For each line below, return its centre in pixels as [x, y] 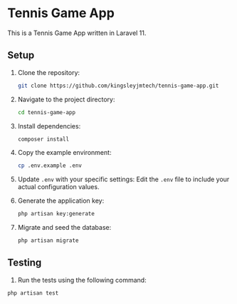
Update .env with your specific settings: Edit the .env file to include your [123, 179]
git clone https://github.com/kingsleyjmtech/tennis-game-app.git [118, 86]
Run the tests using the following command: [82, 280]
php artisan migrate [48, 240]
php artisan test [33, 293]
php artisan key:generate [56, 214]
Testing [25, 263]
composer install [43, 139]
